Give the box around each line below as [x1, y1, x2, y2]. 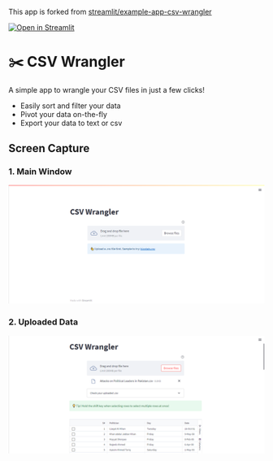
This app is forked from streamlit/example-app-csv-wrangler [8, 7, 213, 16]
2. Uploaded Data [8, 316, 79, 328]
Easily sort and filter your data [19, 101, 121, 111]
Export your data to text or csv [19, 118, 123, 128]
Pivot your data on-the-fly [19, 109, 108, 119]
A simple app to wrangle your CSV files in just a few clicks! [8, 85, 206, 94]
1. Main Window [8, 166, 72, 177]
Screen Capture [8, 141, 90, 155]
